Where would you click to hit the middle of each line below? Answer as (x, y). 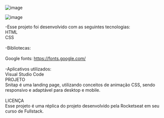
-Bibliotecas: (18, 48)
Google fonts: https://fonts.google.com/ (45, 59)
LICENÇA (15, 101)
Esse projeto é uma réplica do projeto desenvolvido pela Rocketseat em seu (82, 106)
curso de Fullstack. (24, 111)
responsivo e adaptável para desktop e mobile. (53, 90)
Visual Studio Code (25, 74)
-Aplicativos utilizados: (28, 69)
